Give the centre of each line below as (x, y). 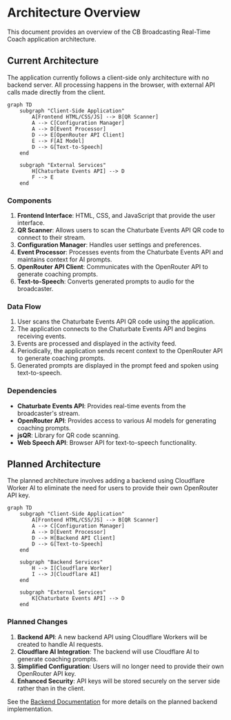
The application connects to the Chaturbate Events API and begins (112, 329)
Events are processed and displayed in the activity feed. (97, 343)
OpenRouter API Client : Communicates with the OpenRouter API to (112, 267)
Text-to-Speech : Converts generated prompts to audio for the (106, 281)
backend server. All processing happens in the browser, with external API (111, 85)
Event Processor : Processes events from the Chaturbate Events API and (120, 252)
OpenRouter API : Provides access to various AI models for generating (117, 420)
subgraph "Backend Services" (61, 562)
